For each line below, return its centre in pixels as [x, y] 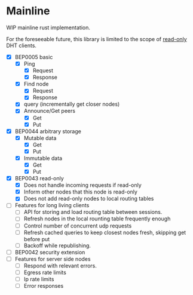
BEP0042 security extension [50, 252]
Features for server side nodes [53, 259]
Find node [36, 84]
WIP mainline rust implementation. [48, 27]
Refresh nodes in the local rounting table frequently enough [97, 219]
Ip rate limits [39, 279]
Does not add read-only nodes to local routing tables [89, 199]
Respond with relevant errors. [60, 265]
